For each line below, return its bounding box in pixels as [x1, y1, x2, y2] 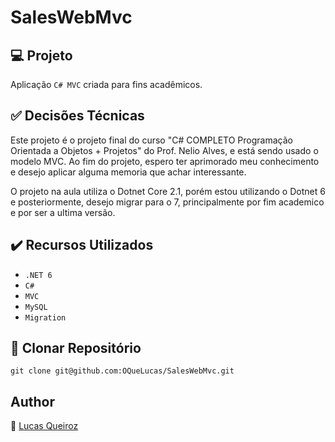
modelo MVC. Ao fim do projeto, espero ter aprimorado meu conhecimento [10, 155, 320, 167]
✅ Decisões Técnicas [10, 107, 145, 125]
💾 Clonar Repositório [10, 340, 142, 357]
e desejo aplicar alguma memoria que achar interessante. [10, 166, 247, 178]
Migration [24, 312, 67, 323]
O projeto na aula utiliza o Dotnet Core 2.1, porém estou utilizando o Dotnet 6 [10, 185, 326, 197]
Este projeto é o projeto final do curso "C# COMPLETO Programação [10, 134, 293, 146]
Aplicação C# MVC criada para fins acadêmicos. [10, 79, 203, 90]
